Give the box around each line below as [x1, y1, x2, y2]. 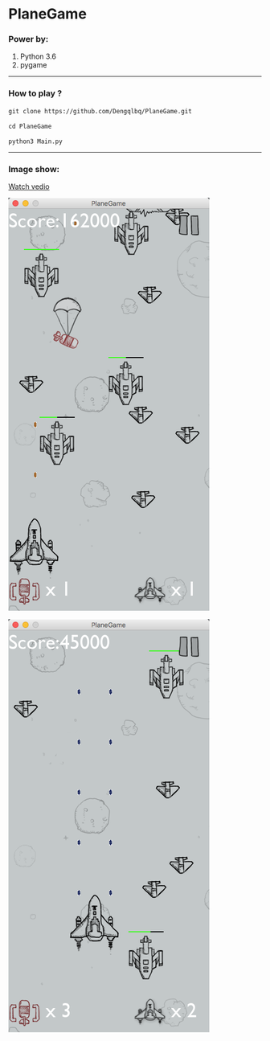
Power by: [8, 34, 49, 45]
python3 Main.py [8, 137, 63, 145]
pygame [19, 60, 47, 70]
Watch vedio [8, 182, 50, 191]
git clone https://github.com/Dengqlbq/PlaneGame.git [8, 107, 193, 115]
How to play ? [8, 88, 63, 99]
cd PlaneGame [8, 122, 52, 130]
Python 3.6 [19, 51, 56, 61]
